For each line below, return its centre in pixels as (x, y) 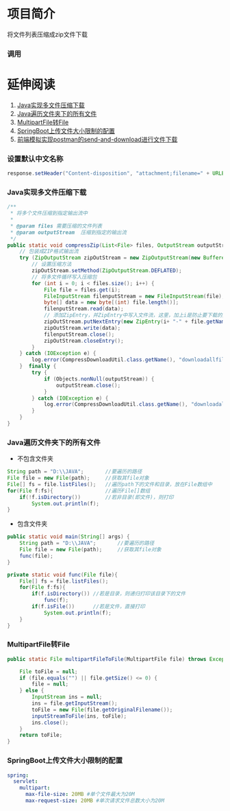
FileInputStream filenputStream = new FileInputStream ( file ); (134, 296)
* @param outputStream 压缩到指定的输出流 (68, 232)
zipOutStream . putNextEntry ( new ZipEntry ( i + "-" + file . (125, 322)
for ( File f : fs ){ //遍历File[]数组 (79, 491)
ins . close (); (50, 723)
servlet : (26, 782)
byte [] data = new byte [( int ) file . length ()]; (111, 302)
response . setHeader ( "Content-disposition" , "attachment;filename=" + (108, 173)
